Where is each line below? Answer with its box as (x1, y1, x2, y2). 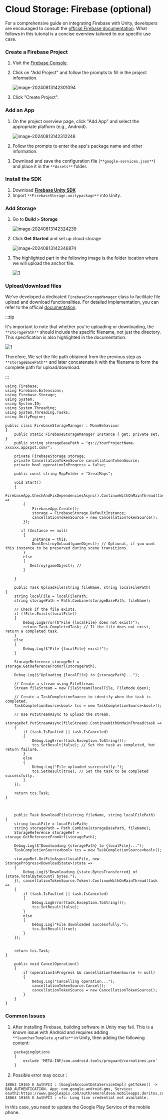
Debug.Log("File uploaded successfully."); (31, 764, 124, 770)
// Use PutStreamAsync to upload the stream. (14, 712, 111, 717)
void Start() (14, 480, 41, 485)
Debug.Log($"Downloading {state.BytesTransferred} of (23, 869, 137, 875)
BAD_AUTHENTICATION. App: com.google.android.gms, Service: (5, 1086, 133, 1091)
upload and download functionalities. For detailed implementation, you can (5, 299, 159, 305)
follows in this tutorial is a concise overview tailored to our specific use (5, 31, 151, 37)
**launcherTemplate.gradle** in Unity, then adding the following (12, 1034, 145, 1040)
